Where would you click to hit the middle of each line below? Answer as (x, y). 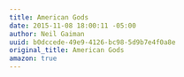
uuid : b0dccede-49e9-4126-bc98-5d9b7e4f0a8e (92, 42)
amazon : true (33, 58)
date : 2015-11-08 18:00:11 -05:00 (73, 26)
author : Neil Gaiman (47, 34)
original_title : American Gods (67, 50)
